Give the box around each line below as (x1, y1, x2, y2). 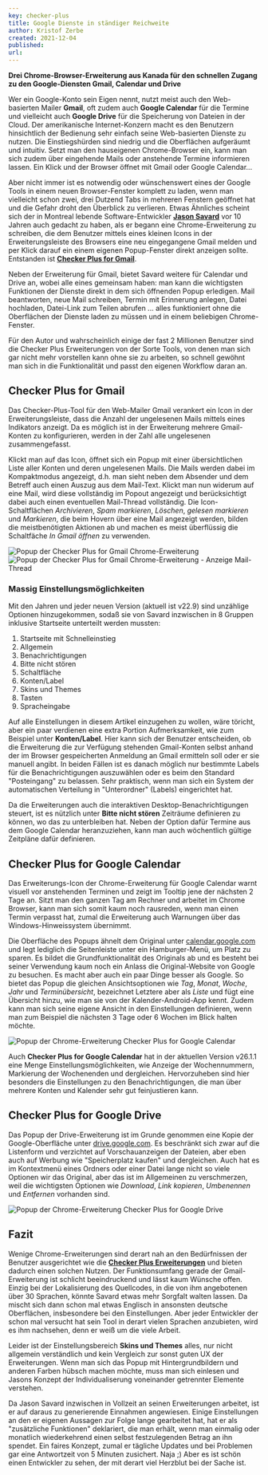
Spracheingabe (19, 702, 70, 711)
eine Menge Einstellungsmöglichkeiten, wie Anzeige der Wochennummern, (8, 1060, 254, 1069)
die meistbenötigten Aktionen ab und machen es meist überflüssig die (8, 522, 238, 532)
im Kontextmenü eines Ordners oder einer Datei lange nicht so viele (8, 1163, 231, 1173)
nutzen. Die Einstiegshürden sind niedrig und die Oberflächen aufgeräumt (8, 137, 251, 146)
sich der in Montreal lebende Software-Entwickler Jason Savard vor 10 (8, 212, 242, 221)
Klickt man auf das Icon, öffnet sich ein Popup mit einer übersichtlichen (8, 454, 243, 464)
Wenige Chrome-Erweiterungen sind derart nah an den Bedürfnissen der (8, 1249, 247, 1258)
